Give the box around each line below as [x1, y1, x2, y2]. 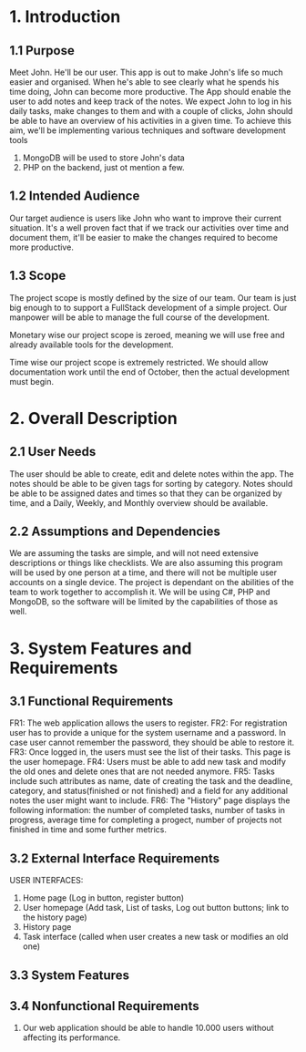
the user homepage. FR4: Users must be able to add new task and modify [9, 757, 287, 768]
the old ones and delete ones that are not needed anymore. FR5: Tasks [9, 766, 275, 777]
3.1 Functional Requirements [9, 694, 174, 709]
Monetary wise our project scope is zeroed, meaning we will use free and [9, 329, 285, 340]
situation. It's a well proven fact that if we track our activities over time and [9, 222, 290, 233]
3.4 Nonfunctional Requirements [9, 998, 199, 1014]
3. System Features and [9, 638, 192, 658]
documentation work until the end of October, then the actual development [9, 366, 290, 377]
